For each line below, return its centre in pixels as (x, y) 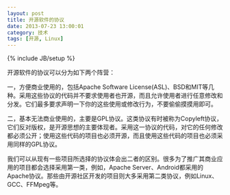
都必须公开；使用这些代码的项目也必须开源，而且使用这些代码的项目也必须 (112, 136)
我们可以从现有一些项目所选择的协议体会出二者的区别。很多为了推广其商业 (112, 159)
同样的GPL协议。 (37, 144)
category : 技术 (28, 32)
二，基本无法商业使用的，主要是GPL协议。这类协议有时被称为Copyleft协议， (115, 119)
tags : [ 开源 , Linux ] (35, 39)
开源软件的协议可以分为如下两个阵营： (61, 73)
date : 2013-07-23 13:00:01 (46, 26)
